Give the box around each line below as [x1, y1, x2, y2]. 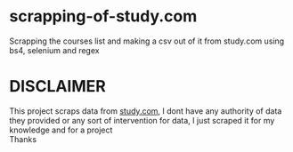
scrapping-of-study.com [9, 6, 198, 27]
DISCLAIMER [9, 76, 107, 97]
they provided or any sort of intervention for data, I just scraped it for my [9, 115, 275, 125]
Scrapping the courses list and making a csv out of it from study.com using [9, 36, 285, 46]
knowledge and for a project [9, 124, 113, 135]
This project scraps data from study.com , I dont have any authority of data [9, 105, 282, 116]
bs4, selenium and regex [9, 44, 100, 55]
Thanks [9, 133, 37, 144]
